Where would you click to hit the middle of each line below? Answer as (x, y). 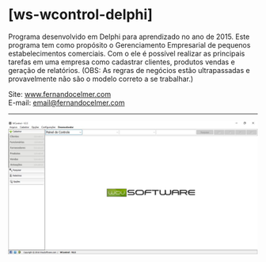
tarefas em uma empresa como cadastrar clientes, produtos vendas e (122, 62)
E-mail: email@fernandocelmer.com (66, 102)
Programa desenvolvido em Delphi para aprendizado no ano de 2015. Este (129, 37)
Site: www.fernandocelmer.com (60, 94)
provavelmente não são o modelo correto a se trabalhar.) (101, 79)
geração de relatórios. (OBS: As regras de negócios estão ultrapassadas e (129, 70)
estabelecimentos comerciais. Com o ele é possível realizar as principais (127, 53)
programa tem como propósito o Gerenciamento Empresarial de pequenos (129, 44)
